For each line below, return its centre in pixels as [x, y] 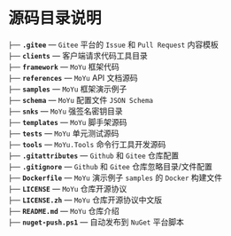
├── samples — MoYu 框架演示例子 [68, 89]
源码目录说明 [55, 18]
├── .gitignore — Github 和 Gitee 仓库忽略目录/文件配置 [111, 166]
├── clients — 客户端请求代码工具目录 [78, 55]
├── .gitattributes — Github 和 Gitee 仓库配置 [94, 155]
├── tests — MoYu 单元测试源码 [64, 133]
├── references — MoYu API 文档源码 [73, 77]
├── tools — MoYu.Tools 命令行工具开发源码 [87, 144]
